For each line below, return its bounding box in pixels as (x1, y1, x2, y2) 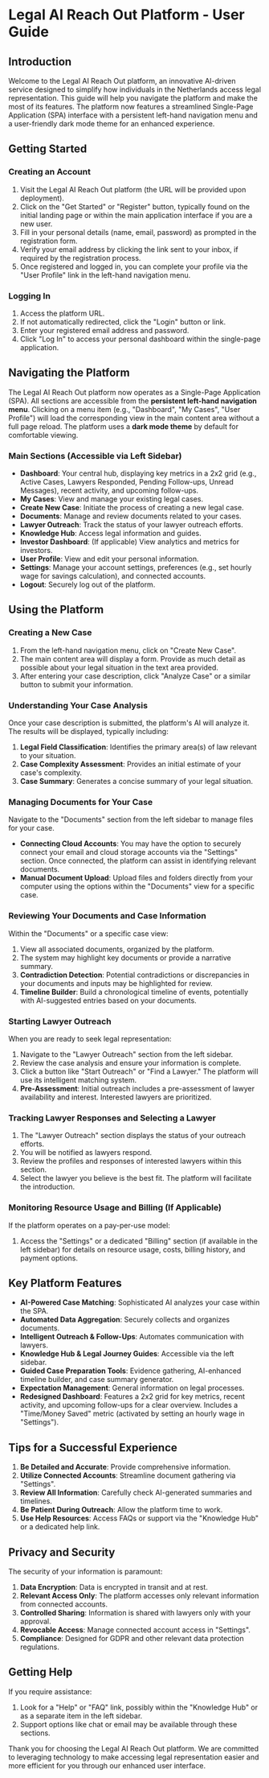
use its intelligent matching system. (19, 1075, 137, 1084)
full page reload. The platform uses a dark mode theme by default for (8, 421, 239, 431)
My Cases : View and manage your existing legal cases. (19, 494, 203, 504)
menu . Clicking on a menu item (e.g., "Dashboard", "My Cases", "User (8, 404, 241, 414)
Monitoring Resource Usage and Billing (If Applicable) (8, 1202, 222, 1213)
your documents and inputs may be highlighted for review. (19, 978, 213, 988)
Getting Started (8, 142, 88, 156)
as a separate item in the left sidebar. (19, 1710, 143, 1720)
